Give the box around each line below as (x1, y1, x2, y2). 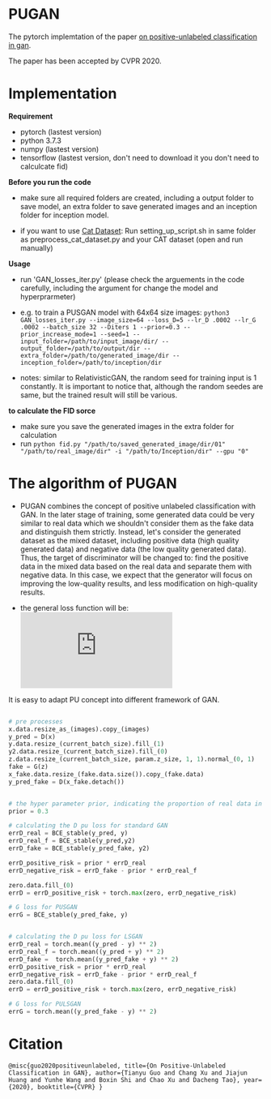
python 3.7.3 (19, 135, 62, 145)
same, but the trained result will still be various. (19, 390, 178, 400)
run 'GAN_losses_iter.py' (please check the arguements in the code (19, 274, 245, 284)
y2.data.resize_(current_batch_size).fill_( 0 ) (8, 748, 168, 756)
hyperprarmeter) (19, 291, 76, 301)
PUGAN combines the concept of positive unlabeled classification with (19, 500, 256, 511)
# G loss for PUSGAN (8, 904, 78, 912)
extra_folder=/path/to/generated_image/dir (19, 351, 170, 359)
